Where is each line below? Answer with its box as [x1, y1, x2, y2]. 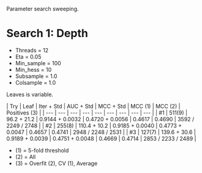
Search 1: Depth [6, 27, 89, 40]
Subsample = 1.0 [15, 72, 58, 80]
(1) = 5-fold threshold [15, 146, 69, 154]
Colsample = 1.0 [15, 79, 56, 86]
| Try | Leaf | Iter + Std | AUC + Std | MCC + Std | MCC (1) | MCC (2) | [6, 102, 181, 110]
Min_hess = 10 [15, 66, 52, 73]
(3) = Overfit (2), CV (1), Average [15, 160, 98, 167]
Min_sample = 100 [15, 59, 61, 66]
